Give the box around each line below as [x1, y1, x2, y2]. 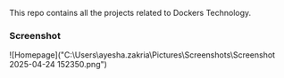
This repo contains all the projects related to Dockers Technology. [9, 8, 252, 18]
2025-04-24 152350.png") [9, 59, 107, 70]
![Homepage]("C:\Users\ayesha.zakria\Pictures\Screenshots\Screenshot [9, 50, 275, 60]
